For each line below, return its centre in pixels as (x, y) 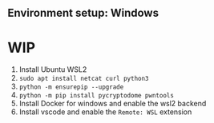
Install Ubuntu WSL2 (53, 69)
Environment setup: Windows (83, 13)
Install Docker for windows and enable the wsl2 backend (113, 104)
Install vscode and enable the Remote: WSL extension (105, 112)
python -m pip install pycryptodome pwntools (96, 96)
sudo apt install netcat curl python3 (84, 79)
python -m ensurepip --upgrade (71, 87)
